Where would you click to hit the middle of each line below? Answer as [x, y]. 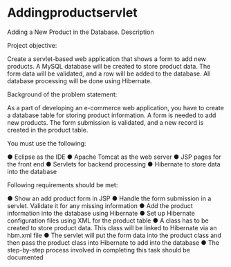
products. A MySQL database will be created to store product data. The [109, 66]
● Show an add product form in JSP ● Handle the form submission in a [109, 198]
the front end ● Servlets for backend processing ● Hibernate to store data [114, 164]
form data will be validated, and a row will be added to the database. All [109, 74]
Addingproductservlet [72, 13]
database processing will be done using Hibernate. [80, 80]
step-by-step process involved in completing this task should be [99, 250]
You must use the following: [47, 143]
